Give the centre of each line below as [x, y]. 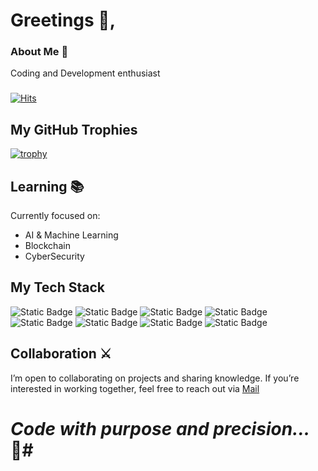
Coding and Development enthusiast [85, 73]
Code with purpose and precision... [160, 428]
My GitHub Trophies [74, 129]
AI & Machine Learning [71, 235]
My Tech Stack [57, 287]
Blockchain [47, 246]
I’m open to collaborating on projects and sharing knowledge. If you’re [155, 378]
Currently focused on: [55, 216]
